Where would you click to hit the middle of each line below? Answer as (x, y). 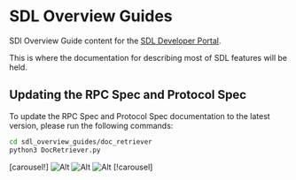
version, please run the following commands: (91, 125)
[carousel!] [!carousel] (81, 167)
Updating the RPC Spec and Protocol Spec (128, 95)
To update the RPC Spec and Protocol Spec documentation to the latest (140, 116)
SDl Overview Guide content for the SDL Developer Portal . (115, 41)
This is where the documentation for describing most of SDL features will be (148, 57)
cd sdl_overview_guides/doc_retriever (81, 142)
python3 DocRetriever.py (55, 150)
